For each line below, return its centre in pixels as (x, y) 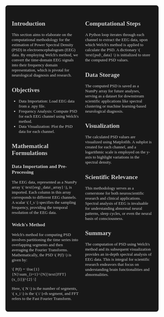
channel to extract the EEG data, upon (116, 40)
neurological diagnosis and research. (42, 75)
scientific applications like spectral (114, 101)
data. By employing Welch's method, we (45, 55)
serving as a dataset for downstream (115, 96)
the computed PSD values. (107, 60)
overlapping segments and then (37, 245)
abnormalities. (97, 275)
